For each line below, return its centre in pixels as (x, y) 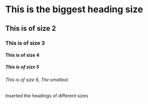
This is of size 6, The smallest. (37, 80)
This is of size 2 (31, 28)
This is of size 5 (22, 67)
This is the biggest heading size (74, 9)
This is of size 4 (22, 55)
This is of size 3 (25, 43)
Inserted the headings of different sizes (47, 95)
